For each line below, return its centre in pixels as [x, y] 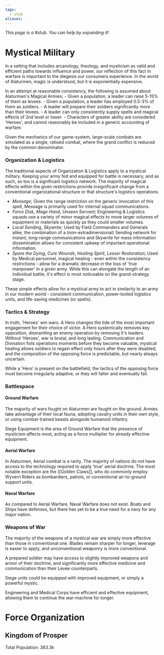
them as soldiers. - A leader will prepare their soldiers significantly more [78, 107]
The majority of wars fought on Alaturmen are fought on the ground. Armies [82, 409]
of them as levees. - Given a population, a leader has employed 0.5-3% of [80, 101]
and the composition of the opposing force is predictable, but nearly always [82, 354]
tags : [11, 10]
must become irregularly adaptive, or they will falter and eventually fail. [77, 373]
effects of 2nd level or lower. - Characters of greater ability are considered [80, 117]
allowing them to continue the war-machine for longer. [60, 598]
